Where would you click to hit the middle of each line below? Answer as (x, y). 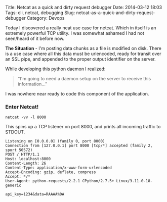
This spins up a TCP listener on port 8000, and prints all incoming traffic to (83, 127)
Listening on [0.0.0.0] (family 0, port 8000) (55, 141)
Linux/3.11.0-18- (134, 181)
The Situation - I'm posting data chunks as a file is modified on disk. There (83, 48)
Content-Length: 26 (26, 164)
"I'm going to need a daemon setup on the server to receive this (84, 79)
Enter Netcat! (22, 107)
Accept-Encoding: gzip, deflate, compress (51, 172)
